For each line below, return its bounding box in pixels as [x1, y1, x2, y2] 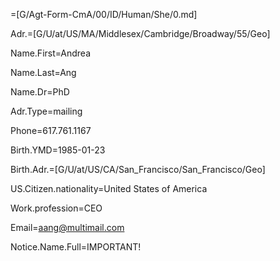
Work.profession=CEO [10, 202, 103, 214]
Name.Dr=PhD [10, 86, 70, 98]
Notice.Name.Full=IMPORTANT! [10, 241, 142, 253]
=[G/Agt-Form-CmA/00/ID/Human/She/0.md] [10, 9, 198, 20]
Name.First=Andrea [10, 47, 92, 59]
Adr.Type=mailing [10, 105, 83, 117]
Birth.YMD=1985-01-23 [10, 144, 106, 156]
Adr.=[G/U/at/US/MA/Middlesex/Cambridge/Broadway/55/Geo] [10, 28, 271, 39]
